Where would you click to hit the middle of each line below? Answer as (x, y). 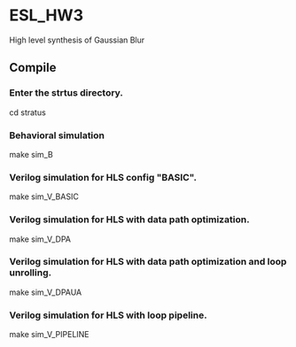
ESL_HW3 (47, 15)
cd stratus (27, 112)
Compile (33, 68)
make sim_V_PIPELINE (50, 335)
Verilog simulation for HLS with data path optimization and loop (148, 262)
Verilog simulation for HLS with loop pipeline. (108, 315)
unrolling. (30, 273)
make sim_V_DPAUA (46, 292)
